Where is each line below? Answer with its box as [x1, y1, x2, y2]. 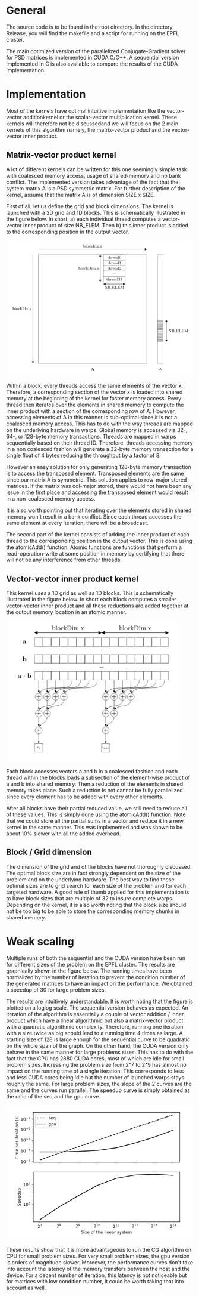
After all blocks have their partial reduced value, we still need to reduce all [6, 805, 187, 812]
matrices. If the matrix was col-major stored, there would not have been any [6, 483, 192, 490]
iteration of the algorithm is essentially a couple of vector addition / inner [6, 1010, 184, 1017]
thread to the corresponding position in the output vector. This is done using [6, 538, 193, 545]
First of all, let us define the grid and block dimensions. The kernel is [6, 202, 174, 209]
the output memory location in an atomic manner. [6, 609, 127, 616]
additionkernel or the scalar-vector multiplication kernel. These [23, 113, 177, 121]
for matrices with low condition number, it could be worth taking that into [6, 1278, 184, 1285]
